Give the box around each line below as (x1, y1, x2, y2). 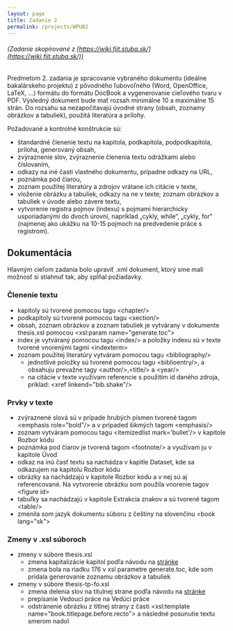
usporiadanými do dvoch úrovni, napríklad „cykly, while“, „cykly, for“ (17, 212, 213, 220)
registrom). (17, 227, 49, 235)
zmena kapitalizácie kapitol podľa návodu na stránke (27, 558, 179, 566)
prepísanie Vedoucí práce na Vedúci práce (27, 595, 150, 603)
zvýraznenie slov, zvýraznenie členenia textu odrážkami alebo (17, 153, 196, 161)
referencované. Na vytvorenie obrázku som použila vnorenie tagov (17, 480, 209, 488)
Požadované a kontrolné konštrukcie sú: (7, 124, 122, 132)
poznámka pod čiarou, (17, 175, 82, 183)
